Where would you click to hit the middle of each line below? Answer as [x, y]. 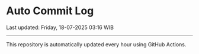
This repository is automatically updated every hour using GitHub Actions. [96, 44]
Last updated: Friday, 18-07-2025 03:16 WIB [60, 27]
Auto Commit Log [50, 11]
